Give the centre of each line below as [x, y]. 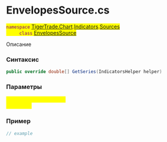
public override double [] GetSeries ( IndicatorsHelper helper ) [84, 72]
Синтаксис [23, 60]
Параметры [24, 87]
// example [19, 133]
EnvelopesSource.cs [58, 10]
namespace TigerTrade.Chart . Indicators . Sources [63, 27]
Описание [19, 44]
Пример [19, 121]
